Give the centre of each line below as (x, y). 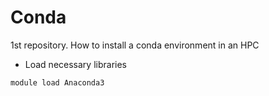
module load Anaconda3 (57, 82)
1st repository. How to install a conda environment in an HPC (135, 45)
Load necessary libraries (75, 64)
